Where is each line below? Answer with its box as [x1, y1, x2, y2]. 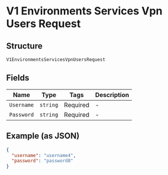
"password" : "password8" [11, 158, 74, 164]
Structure [6, 41, 43, 51]
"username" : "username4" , [11, 152, 77, 158]
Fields [6, 73, 30, 83]
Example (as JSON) [6, 131, 80, 141]
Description [95, 90, 130, 99]
